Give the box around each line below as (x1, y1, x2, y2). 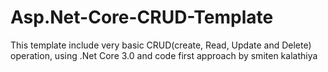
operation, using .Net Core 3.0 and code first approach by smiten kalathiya (10, 49, 318, 61)
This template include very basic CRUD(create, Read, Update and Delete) (10, 39, 312, 51)
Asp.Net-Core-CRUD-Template (10, 6, 274, 29)
